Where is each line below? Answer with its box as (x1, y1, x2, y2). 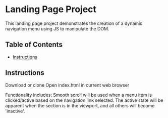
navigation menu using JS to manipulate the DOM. (5, 25, 109, 31)
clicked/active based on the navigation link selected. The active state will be (5, 97, 163, 103)
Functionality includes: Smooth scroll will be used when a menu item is (5, 92, 152, 98)
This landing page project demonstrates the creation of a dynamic (5, 20, 143, 26)
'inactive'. (5, 108, 25, 114)
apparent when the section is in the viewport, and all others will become (5, 102, 155, 108)
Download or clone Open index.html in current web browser (5, 82, 130, 88)
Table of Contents (5, 41, 63, 49)
